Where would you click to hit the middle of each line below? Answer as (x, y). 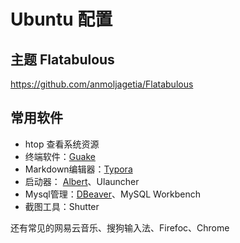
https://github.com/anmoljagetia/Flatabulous (102, 84)
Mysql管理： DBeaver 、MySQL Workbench (113, 194)
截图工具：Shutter (62, 206)
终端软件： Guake (60, 156)
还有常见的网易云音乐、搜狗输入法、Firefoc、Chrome (120, 227)
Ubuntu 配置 (61, 19)
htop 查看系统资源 (62, 144)
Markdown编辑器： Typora (78, 169)
